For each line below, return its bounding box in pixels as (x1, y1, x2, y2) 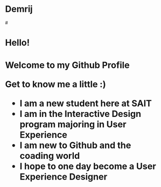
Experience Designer (19, 171, 107, 183)
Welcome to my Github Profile (5, 60, 130, 71)
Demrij (5, 3, 33, 15)
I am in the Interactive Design (19, 109, 141, 119)
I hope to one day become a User (19, 161, 157, 172)
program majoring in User (19, 119, 127, 130)
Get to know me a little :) (5, 79, 106, 90)
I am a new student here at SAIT (19, 98, 152, 109)
